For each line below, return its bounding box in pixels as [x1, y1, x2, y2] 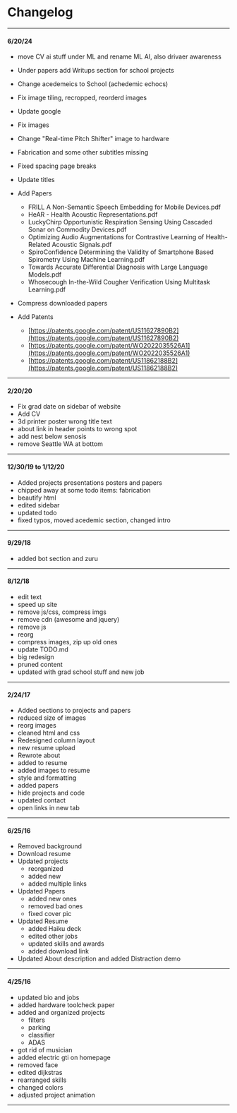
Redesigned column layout [17, 736, 95, 745]
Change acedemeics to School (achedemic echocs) [17, 80, 169, 88]
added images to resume [17, 766, 90, 775]
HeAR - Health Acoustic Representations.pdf [28, 210, 158, 219]
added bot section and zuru [17, 554, 99, 562]
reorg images [17, 721, 56, 730]
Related [28, 241, 51, 249]
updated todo [17, 508, 58, 517]
